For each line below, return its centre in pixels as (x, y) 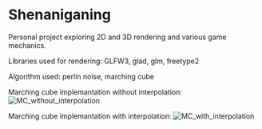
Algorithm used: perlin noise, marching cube (81, 76)
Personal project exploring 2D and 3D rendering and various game (117, 37)
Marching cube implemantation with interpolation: (90, 116)
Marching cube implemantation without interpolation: (95, 92)
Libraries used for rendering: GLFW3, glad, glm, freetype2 (104, 61)
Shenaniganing (60, 15)
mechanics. (27, 45)
